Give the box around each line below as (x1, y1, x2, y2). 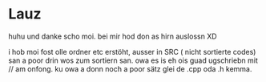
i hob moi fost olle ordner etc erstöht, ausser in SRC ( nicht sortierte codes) (8, 47, 256, 56)
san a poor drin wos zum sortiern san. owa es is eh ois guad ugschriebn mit (8, 55, 258, 65)
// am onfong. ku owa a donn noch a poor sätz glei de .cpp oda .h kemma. (8, 64, 252, 73)
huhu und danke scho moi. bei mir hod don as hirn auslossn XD (8, 31, 218, 41)
